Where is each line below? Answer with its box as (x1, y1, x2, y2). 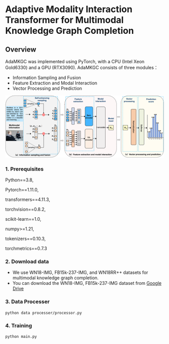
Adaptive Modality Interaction (5, 4, 133, 15)
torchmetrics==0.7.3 (5, 245, 47, 252)
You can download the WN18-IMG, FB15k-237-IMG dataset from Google (12, 280, 162, 286)
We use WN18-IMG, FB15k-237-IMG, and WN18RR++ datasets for (12, 269, 148, 276)
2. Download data (5, 258, 49, 265)
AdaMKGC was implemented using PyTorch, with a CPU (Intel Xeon (5, 59, 145, 64)
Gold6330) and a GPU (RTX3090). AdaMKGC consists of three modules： (5, 65, 158, 70)
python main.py (5, 334, 37, 339)
